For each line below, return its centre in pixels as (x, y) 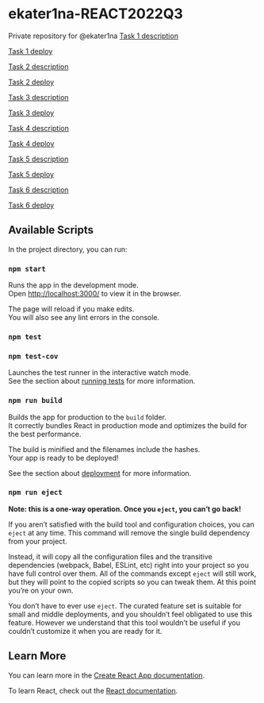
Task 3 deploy (31, 113)
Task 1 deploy (31, 51)
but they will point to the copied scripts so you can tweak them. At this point (132, 581)
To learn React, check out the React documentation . (93, 690)
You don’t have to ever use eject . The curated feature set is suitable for (125, 605)
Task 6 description (38, 189)
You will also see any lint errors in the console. (84, 318)
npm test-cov (33, 356)
